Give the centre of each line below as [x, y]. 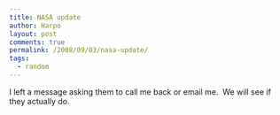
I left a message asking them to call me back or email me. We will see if [140, 92]
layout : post [33, 34]
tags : [19, 58]
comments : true [37, 42]
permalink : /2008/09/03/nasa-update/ [79, 50]
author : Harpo [35, 26]
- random [33, 67]
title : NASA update [45, 17]
